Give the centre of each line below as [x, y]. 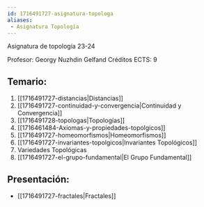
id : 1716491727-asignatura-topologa [60, 14]
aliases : [20, 20]
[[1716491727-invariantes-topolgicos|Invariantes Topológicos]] [107, 142]
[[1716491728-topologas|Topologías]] [71, 121]
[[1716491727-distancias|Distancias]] [70, 99]
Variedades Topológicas [52, 150]
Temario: [27, 82]
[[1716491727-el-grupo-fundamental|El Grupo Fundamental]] [104, 158]
